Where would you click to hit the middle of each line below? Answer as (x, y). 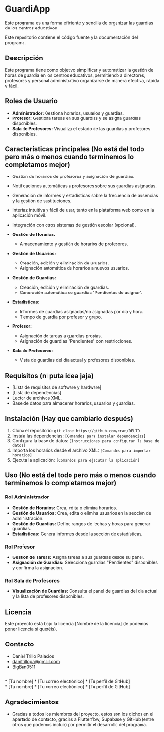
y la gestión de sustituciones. (42, 201)
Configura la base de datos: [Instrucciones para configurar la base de (86, 441)
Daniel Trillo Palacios (33, 656)
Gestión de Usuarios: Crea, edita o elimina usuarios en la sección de (82, 513)
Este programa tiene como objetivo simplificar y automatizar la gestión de (79, 70)
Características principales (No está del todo (75, 149)
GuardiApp (28, 9)
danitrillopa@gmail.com (36, 661)
